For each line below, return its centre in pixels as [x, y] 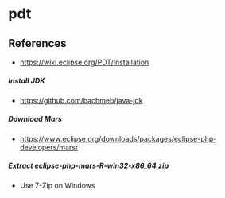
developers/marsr [49, 147]
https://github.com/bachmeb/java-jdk [81, 100]
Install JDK [27, 80]
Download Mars [35, 118]
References [37, 43]
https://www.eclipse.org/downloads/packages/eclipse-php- [118, 138]
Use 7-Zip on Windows [57, 185]
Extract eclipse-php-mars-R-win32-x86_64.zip [89, 165]
